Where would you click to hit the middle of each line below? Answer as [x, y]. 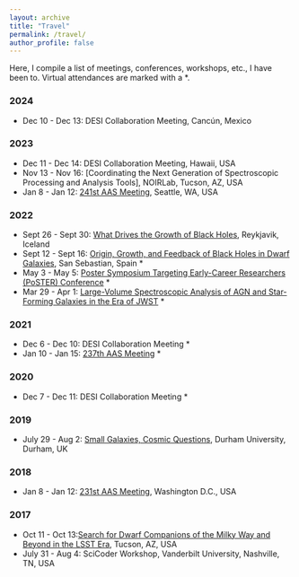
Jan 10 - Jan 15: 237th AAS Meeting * [92, 354]
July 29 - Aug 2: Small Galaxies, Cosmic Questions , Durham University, [154, 440]
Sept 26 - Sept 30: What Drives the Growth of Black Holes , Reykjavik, [151, 235]
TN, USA [39, 563]
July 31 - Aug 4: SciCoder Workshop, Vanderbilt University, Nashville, [151, 554]
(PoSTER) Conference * [66, 283]
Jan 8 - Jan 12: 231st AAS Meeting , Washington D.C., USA [129, 492]
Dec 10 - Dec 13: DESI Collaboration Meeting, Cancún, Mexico [137, 120]
